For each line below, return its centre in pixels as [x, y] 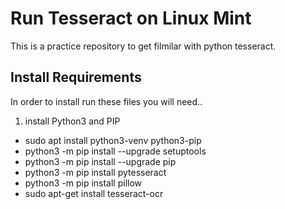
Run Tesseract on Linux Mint [131, 18]
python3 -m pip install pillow [83, 183]
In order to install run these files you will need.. [106, 101]
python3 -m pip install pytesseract [95, 172]
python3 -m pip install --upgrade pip [100, 161]
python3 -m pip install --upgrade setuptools [115, 151]
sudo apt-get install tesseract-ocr [94, 193]
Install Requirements [76, 77]
